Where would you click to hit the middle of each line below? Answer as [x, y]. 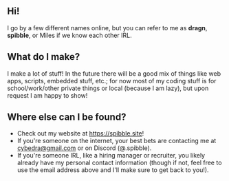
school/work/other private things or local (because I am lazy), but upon [108, 88]
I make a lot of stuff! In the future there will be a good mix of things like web [114, 73]
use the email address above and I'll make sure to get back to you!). [113, 170]
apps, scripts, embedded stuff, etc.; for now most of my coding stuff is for [112, 81]
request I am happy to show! [47, 95]
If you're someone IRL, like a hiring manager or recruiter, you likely [111, 156]
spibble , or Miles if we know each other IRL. [69, 35]
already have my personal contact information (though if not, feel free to [119, 163]
